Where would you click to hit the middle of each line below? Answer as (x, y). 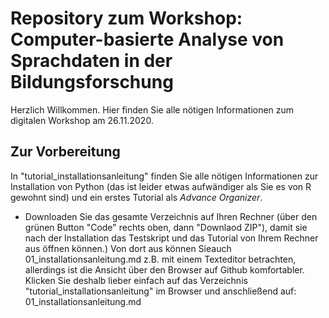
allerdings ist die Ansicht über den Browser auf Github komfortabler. (164, 269)
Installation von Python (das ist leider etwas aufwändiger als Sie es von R (161, 186)
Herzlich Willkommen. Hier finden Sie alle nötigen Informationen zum (152, 109)
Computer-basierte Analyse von (147, 39)
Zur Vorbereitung (65, 152)
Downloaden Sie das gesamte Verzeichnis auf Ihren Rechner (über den (171, 216)
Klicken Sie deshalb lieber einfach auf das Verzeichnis (136, 280)
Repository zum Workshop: (126, 18)
